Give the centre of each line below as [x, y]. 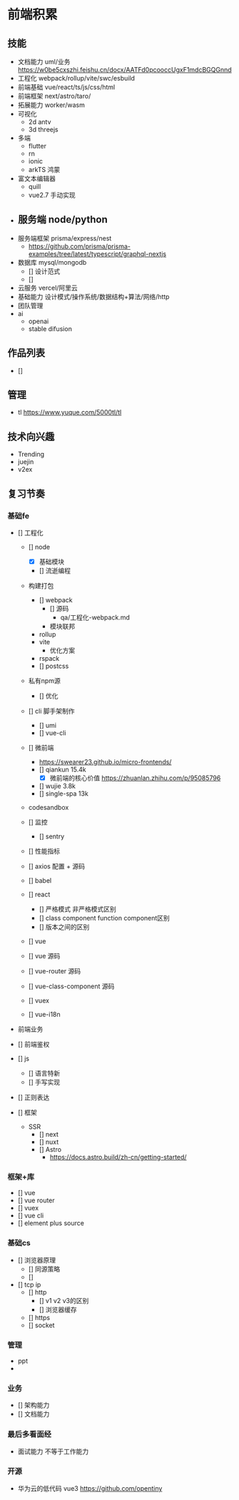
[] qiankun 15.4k [63, 769]
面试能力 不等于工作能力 [53, 1451]
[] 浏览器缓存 [58, 1309]
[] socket [41, 1325]
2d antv [40, 122]
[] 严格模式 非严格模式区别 [77, 909]
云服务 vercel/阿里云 [48, 288]
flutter [37, 146]
